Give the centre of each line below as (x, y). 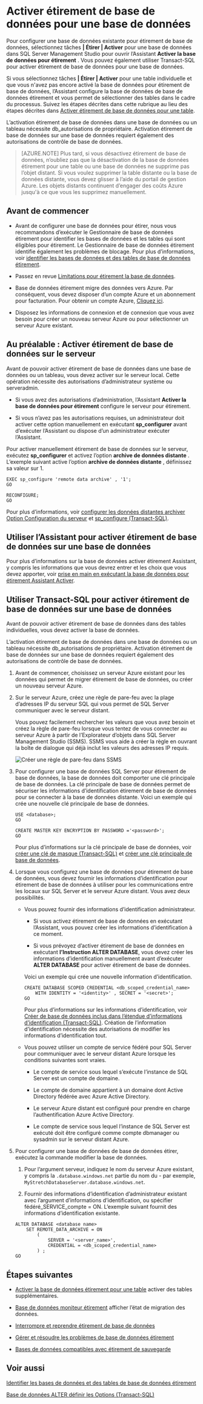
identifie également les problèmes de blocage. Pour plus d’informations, (105, 251)
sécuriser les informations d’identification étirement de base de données (106, 791)
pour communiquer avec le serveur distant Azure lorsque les (100, 1054)
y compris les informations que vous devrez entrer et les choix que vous (96, 567)
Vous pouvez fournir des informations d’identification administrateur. (110, 909)
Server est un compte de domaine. (76, 1078)
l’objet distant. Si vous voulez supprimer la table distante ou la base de (109, 172)
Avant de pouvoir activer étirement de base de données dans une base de (99, 369)
